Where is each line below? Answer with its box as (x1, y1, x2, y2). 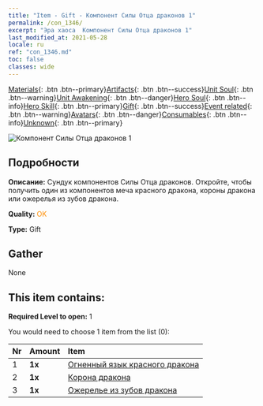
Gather (8, 247, 43, 260)
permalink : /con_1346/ (8, 19, 83, 27)
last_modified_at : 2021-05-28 (8, 33, 108, 42)
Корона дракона (67, 372, 131, 383)
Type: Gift (8, 224, 41, 233)
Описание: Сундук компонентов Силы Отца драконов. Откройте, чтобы (8, 177, 253, 186)
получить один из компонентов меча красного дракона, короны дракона (8, 185, 256, 195)
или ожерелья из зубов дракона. (8, 194, 119, 203)
